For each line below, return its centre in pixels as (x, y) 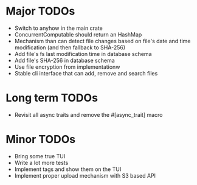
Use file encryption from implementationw (67, 67)
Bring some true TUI (40, 156)
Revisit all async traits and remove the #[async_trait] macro (88, 114)
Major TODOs (40, 11)
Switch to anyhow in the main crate (58, 28)
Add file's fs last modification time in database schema (83, 54)
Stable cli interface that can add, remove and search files (86, 73)
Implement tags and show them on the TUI (68, 169)
